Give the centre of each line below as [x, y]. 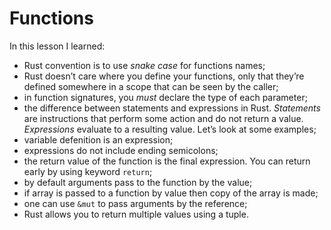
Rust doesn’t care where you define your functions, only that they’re [164, 76]
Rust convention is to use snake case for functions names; [144, 65]
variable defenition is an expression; [98, 139]
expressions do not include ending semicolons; [121, 150]
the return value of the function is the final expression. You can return [167, 161]
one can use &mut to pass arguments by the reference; [135, 203]
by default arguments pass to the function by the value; [138, 182]
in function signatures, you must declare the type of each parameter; [165, 97]
